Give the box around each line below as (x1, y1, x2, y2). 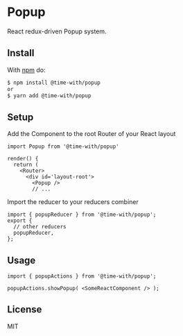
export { (7, 217, 33, 224)
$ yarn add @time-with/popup (7, 92, 91, 99)
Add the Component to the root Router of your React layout (7, 130, 176, 138)
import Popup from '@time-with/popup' (7, 143, 119, 150)
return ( (13, 161, 39, 169)
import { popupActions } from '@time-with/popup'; (7, 273, 157, 280)
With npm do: (7, 65, 46, 74)
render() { (7, 156, 39, 162)
